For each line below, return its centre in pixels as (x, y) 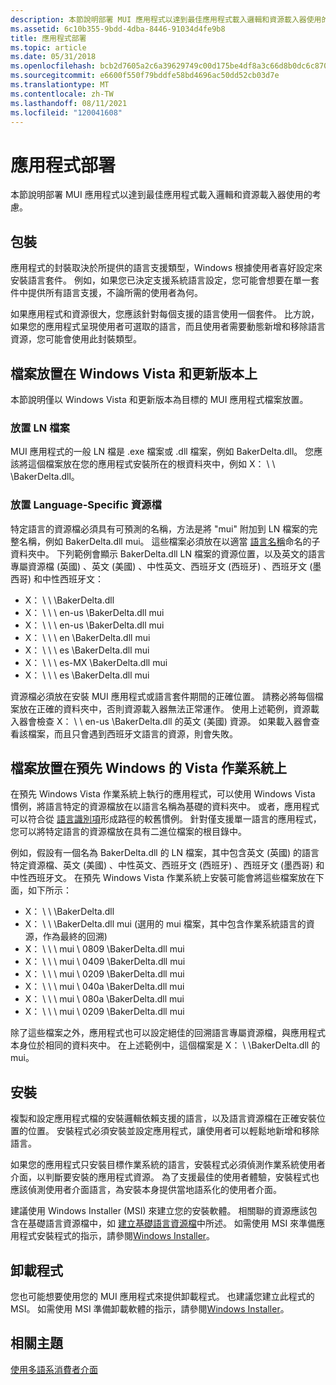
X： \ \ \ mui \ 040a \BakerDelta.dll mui (104, 987)
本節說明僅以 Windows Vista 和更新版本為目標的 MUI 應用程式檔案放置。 (159, 399)
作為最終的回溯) (75, 937)
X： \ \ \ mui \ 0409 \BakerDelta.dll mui (105, 962)
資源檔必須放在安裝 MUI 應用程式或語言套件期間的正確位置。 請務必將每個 (162, 696)
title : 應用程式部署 (48, 38)
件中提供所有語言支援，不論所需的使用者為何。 (106, 293)
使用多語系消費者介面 (54, 1369)
